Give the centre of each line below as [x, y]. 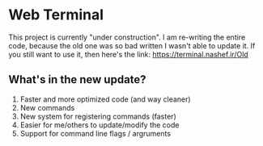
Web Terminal [56, 15]
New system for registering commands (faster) [98, 116]
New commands [47, 107]
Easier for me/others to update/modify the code [100, 125]
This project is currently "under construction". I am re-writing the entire [127, 37]
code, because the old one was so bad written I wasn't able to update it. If [132, 45]
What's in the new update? [78, 79]
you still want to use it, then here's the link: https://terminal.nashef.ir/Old [128, 54]
